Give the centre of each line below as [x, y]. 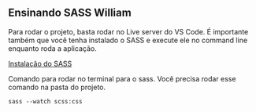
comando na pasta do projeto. [57, 87]
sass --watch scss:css [45, 101]
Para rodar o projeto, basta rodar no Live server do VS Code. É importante [128, 31]
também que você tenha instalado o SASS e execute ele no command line [128, 40]
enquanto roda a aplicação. [52, 48]
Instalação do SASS [40, 63]
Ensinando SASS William [70, 13]
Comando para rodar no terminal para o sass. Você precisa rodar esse [122, 78]
